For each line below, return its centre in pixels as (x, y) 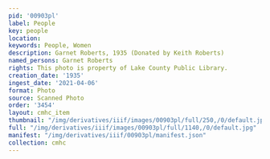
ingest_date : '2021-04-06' (53, 83)
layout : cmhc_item (39, 113)
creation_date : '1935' (46, 75)
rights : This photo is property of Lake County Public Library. (118, 68)
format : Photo (32, 90)
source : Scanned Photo (46, 98)
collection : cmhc (37, 143)
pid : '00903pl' (34, 16)
